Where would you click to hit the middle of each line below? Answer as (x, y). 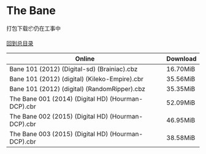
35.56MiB (181, 79)
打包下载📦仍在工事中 (34, 28)
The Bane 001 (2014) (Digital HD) (59, 98)
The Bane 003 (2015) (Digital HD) (59, 134)
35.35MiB (181, 89)
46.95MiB (181, 120)
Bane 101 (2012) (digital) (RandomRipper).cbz (78, 89)
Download (181, 59)
